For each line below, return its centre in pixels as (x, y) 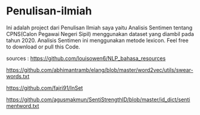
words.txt (18, 76)
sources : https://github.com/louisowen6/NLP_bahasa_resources (86, 58)
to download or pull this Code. (43, 47)
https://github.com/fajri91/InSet (45, 87)
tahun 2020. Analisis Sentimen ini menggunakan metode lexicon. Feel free (98, 40)
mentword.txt (23, 105)
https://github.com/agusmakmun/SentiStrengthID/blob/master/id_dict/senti (98, 99)
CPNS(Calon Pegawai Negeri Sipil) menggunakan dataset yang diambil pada (100, 34)
